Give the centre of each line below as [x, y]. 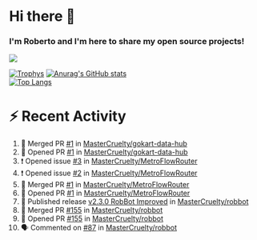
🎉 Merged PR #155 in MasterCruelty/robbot [92, 210]
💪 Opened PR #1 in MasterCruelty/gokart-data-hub [104, 152]
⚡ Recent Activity [68, 116]
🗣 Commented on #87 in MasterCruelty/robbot [98, 228]
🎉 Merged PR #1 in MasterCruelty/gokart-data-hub [104, 144]
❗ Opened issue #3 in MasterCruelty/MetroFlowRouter [109, 161]
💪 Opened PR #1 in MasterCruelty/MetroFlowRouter [105, 193]
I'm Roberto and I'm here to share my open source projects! [127, 42]
